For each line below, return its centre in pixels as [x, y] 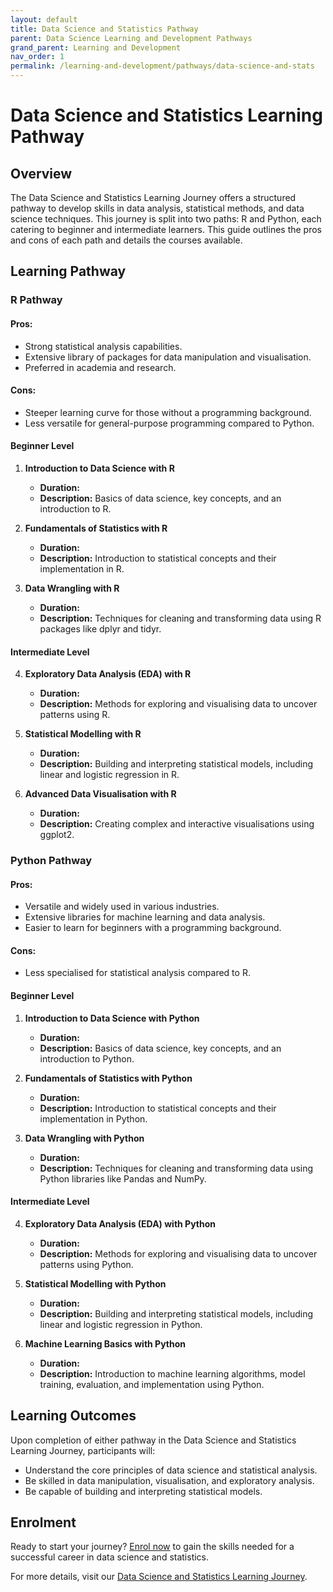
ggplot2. [57, 835]
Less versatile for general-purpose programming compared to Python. [169, 423]
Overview [41, 173]
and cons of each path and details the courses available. [126, 240]
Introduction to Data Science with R [99, 468]
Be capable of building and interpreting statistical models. [143, 1491]
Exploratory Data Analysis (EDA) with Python [120, 1223]
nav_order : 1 [37, 57]
